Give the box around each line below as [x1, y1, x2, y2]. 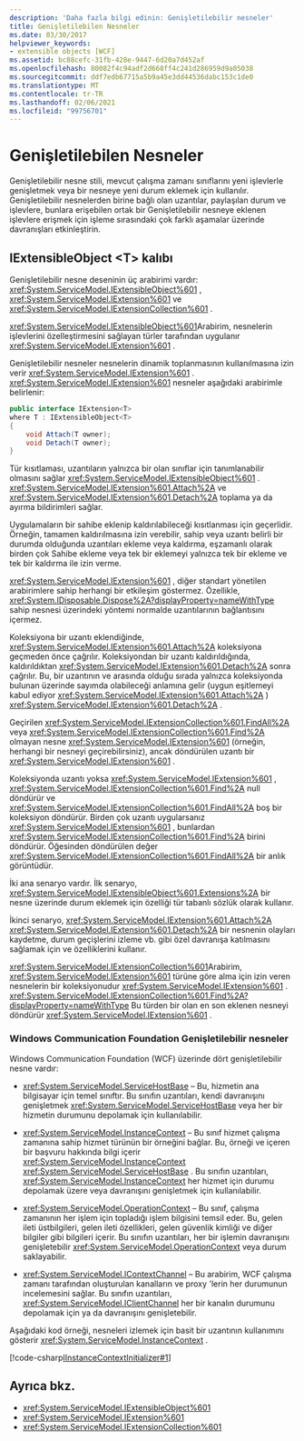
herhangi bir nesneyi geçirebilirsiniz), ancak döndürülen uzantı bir [9, 746, 255, 757]
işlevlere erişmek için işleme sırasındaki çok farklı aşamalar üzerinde [9, 215, 265, 225]
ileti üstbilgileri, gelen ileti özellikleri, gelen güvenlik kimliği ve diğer [22, 1222, 273, 1233]
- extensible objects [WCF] [9, 47, 116, 56]
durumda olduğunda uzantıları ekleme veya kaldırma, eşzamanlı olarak [9, 538, 273, 550]
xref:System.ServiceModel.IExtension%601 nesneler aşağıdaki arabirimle [9, 377, 283, 387]
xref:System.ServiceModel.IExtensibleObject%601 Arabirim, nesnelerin [9, 321, 273, 332]
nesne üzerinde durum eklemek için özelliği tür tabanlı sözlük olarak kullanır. [9, 897, 294, 908]
